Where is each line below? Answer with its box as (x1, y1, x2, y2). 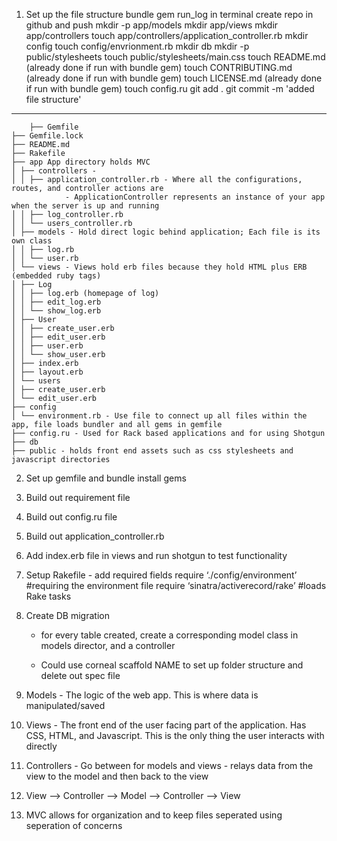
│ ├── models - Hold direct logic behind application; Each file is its (11, 227, 321, 237)
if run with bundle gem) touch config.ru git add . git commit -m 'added (25, 83, 315, 94)
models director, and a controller (40, 640, 176, 651)
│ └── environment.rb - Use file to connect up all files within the (11, 411, 308, 421)
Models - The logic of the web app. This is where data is (25, 689, 259, 701)
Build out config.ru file (25, 511, 118, 523)
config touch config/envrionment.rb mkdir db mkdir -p (25, 40, 250, 52)
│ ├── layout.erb (11, 367, 84, 377)
